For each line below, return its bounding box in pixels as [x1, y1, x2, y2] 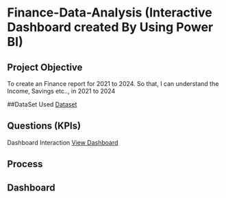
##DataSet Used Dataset [7, 100, 77, 108]
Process [7, 158, 43, 170]
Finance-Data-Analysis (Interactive [7, 5, 212, 21]
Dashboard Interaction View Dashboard [7, 138, 118, 146]
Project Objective [7, 61, 83, 73]
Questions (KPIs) [7, 120, 81, 132]
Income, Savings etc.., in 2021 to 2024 [7, 87, 116, 95]
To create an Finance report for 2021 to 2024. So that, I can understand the [7, 80, 219, 87]
